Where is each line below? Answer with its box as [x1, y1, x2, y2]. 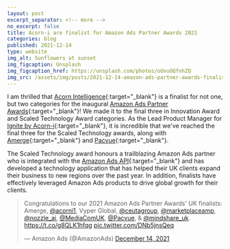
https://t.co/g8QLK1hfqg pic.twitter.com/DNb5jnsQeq [23, 221, 175, 230]
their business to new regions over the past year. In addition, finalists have [7, 171, 216, 180]
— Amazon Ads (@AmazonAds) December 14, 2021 [23, 235, 170, 243]
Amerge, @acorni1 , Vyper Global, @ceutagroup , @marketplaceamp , [23, 206, 216, 215]
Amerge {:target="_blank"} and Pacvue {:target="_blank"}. [7, 137, 169, 145]
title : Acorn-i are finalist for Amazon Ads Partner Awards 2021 [7, 29, 197, 36]
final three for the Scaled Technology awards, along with [7, 129, 167, 137]
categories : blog [7, 36, 57, 43]
